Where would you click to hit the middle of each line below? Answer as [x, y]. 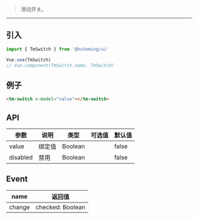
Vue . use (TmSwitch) [29, 60]
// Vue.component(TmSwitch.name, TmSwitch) [60, 65]
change [20, 207]
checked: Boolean [60, 207]
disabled [21, 157]
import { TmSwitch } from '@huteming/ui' [58, 49]
